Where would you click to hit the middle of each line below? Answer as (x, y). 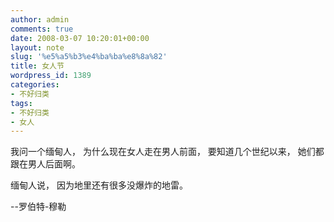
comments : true (42, 29)
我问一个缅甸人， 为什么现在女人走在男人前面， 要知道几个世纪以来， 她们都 (167, 152)
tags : (21, 103)
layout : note (37, 47)
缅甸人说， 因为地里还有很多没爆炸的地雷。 (99, 185)
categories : (35, 85)
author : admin (40, 19)
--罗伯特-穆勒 (38, 207)
